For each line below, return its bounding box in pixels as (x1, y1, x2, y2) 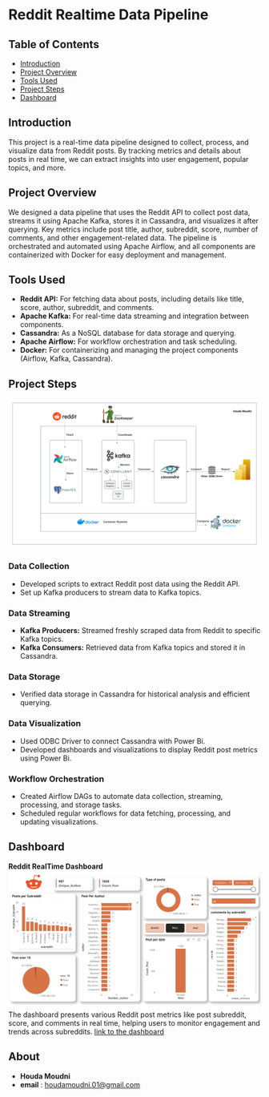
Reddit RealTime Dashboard (8, 861, 103, 871)
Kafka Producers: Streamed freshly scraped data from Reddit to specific (19, 626, 261, 635)
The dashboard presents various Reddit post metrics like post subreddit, (8, 1010, 247, 1019)
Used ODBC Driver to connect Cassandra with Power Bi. (19, 736, 206, 746)
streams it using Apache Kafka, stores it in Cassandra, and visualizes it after (8, 216, 259, 225)
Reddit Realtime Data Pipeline (8, 6, 209, 24)
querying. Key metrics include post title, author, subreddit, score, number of (8, 224, 259, 234)
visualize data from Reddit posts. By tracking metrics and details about (8, 146, 242, 155)
